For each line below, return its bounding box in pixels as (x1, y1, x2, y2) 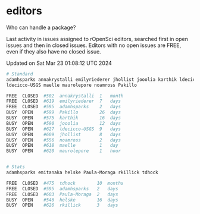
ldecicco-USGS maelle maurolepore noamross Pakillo (6, 82, 137, 88)
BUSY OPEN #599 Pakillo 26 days (6, 109, 121, 115)
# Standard (6, 71, 33, 77)
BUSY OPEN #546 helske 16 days (6, 197, 118, 203)
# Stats (6, 164, 26, 170)
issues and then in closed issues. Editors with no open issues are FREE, (6, 42, 182, 49)
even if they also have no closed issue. (6, 48, 101, 55)
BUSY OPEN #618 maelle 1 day (6, 143, 118, 149)
